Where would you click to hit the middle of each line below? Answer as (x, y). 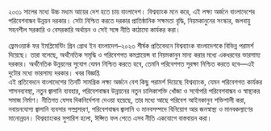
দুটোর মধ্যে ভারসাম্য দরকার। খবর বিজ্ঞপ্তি (54, 73)
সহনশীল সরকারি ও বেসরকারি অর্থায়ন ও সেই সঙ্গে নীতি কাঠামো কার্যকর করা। (94, 30)
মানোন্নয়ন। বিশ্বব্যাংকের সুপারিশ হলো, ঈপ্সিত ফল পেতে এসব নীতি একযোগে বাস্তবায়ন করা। (110, 118)
